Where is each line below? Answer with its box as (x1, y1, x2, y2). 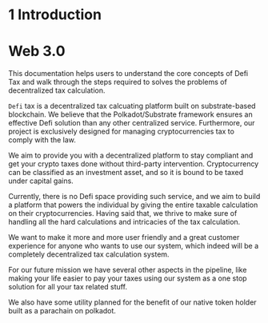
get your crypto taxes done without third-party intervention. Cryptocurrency (8, 159, 259, 169)
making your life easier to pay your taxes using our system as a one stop (8, 273, 247, 283)
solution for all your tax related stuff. (8, 282, 128, 292)
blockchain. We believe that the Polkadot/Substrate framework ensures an (8, 110, 254, 119)
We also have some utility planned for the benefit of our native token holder (8, 297, 258, 307)
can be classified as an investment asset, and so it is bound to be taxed (8, 168, 244, 177)
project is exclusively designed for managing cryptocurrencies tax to (8, 126, 234, 137)
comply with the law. (8, 135, 76, 145)
